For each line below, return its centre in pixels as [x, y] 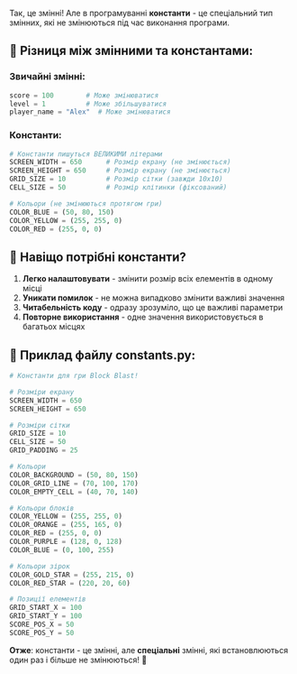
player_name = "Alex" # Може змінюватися [90, 112]
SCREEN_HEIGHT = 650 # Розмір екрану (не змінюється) [120, 171]
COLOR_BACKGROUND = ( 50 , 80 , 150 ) [74, 475]
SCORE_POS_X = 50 [42, 625]
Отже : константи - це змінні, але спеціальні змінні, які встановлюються [149, 650]
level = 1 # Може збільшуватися [88, 104]
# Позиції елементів [48, 599]
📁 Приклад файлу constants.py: [103, 355]
